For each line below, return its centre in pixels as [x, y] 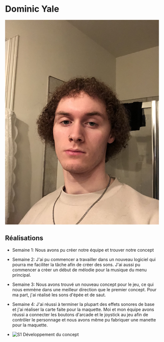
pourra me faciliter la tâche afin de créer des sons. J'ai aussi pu [76, 264]
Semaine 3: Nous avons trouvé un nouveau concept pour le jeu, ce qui [83, 284]
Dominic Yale [32, 9]
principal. [21, 275]
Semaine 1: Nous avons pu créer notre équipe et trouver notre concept [83, 250]
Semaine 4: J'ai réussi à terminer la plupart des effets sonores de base [83, 304]
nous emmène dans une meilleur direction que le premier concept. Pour [84, 289]
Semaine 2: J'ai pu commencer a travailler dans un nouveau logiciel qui [84, 259]
